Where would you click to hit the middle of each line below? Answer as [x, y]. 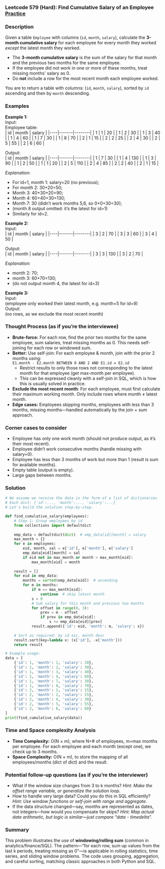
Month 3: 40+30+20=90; [38, 193]
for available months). [34, 465]
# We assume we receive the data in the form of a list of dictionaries [81, 498]
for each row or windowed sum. [59, 348]
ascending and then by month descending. [48, 93]
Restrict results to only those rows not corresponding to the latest [86, 368]
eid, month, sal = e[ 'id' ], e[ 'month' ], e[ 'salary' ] [78, 548]
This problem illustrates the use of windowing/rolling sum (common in [77, 840]
